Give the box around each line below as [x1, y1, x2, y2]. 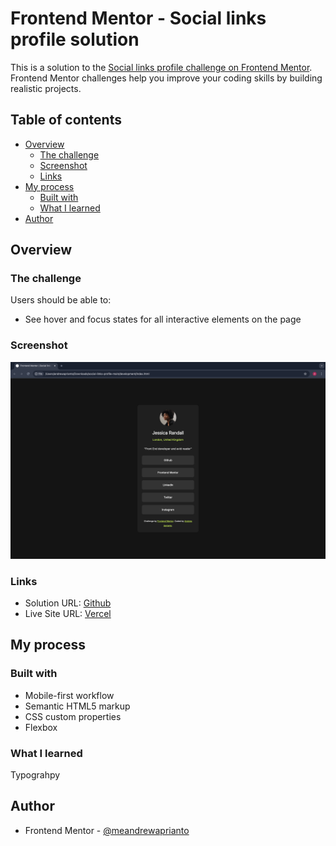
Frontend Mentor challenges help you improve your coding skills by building [10, 72, 323, 84]
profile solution [10, 28, 140, 51]
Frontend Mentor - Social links [10, 7, 267, 30]
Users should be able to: [10, 294, 112, 306]
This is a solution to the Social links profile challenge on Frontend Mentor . [10, 61, 313, 73]
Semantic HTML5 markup [24, 700, 131, 712]
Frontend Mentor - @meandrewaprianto [24, 824, 190, 836]
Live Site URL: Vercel [24, 608, 112, 620]
